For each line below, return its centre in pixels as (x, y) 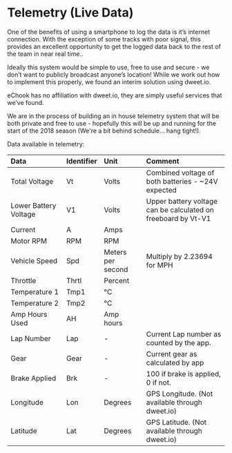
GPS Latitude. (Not (176, 422)
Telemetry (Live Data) (70, 13)
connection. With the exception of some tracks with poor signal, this (104, 39)
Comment (163, 161)
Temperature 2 (35, 303)
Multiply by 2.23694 (179, 256)
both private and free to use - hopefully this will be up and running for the (112, 123)
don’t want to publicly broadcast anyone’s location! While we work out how (114, 75)
